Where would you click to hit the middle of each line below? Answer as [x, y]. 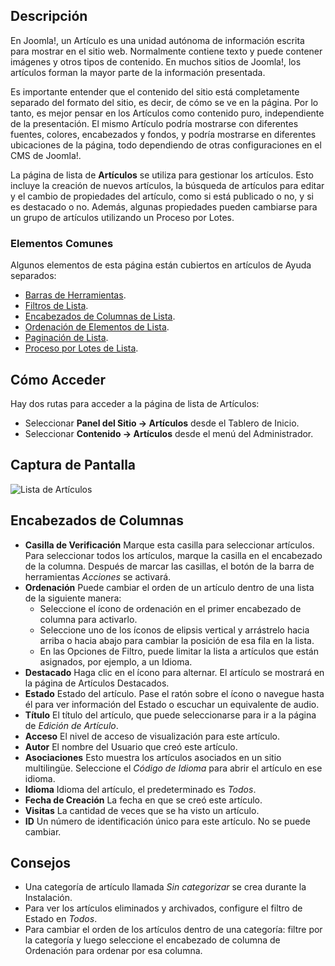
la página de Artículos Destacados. [97, 683]
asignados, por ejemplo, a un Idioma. [116, 661]
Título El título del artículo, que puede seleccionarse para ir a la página [170, 715]
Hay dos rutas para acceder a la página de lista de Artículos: [135, 403]
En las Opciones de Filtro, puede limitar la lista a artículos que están [179, 651]
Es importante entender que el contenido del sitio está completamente [155, 91]
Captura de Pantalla [73, 465]
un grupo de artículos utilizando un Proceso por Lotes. [122, 217]
